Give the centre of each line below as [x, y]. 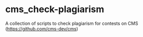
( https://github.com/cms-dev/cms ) [42, 28]
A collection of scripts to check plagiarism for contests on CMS [72, 23]
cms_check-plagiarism [55, 9]
